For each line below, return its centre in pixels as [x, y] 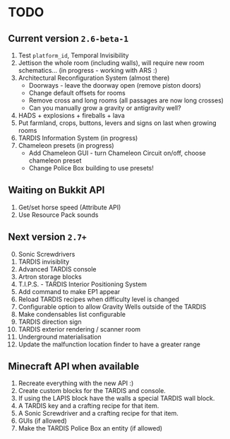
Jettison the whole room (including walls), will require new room [111, 63]
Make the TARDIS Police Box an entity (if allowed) [90, 428]
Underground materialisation [60, 336]
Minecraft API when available [74, 367]
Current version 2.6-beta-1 [68, 39]
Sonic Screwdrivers [47, 254]
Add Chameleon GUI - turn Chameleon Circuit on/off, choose [117, 153]
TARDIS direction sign [50, 322]
